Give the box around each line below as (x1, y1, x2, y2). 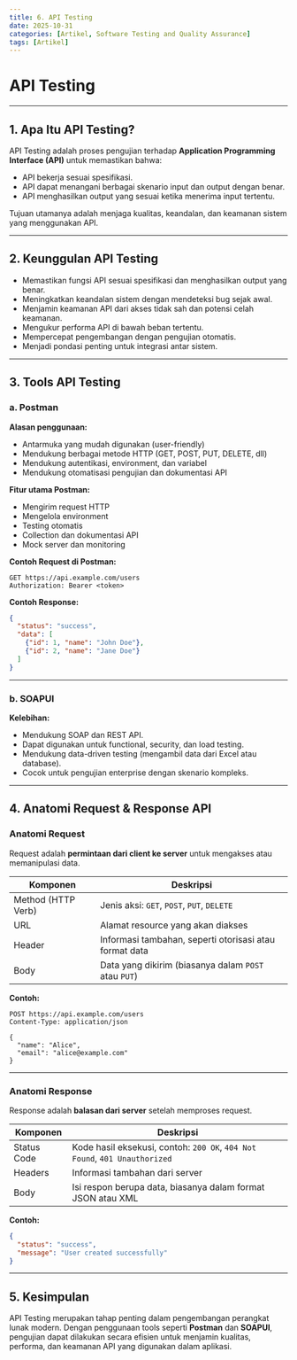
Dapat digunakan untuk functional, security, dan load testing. (21, 739, 245, 750)
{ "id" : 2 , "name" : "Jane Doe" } (25, 647, 141, 656)
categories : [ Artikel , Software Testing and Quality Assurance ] (9, 29, 251, 38)
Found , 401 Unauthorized (72, 1152, 172, 1164)
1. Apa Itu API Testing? (9, 121, 135, 137)
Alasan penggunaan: (9, 422, 88, 432)
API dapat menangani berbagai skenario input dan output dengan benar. (21, 182, 286, 191)
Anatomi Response (9, 1084, 93, 1097)
